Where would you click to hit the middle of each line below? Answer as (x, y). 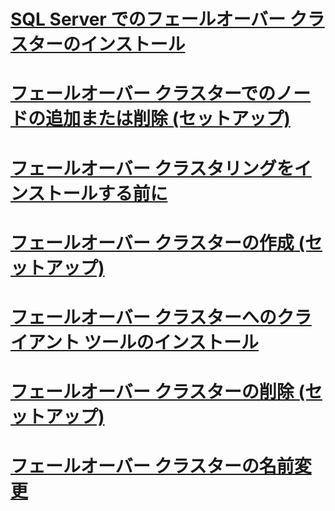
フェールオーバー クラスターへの (143, 317)
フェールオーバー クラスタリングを (152, 168)
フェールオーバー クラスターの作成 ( (157, 242)
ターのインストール (107, 44)
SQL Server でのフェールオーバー (148, 19)
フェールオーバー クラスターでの (143, 94)
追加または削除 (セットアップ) (168, 119)
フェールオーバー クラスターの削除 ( (157, 392)
